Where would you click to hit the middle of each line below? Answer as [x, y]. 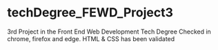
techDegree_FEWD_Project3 [90, 13]
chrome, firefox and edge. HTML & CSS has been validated [91, 38]
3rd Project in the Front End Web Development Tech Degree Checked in [109, 32]
